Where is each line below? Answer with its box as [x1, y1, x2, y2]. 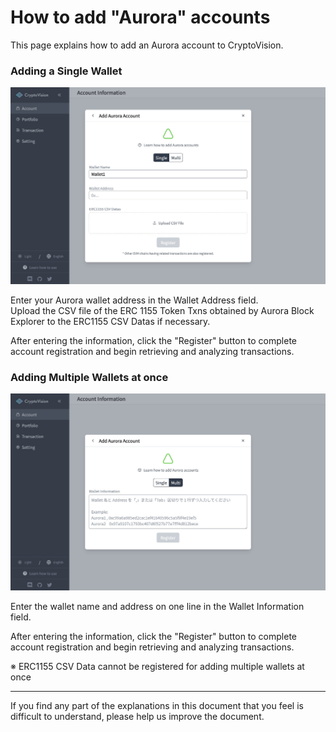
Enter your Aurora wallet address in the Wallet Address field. [10, 294, 259, 306]
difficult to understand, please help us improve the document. [10, 710, 265, 722]
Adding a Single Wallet [10, 64, 123, 78]
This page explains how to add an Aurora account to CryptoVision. [10, 39, 284, 51]
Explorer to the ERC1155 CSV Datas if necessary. [10, 315, 211, 327]
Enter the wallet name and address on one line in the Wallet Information [10, 600, 305, 612]
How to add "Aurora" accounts [10, 6, 271, 29]
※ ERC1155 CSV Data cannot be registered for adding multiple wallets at [10, 660, 305, 672]
